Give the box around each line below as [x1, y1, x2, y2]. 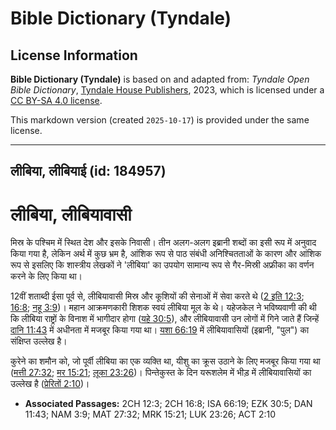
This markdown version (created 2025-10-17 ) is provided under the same [10, 114, 310, 126]
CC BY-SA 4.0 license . [10, 95, 103, 106]
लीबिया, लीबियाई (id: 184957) [10, 163, 167, 180]
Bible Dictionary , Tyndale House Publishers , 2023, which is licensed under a [10, 84, 325, 96]
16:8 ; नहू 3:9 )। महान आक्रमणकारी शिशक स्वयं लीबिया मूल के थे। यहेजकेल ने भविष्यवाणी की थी [10, 302, 317, 314]
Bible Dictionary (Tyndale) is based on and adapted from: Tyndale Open [10, 73, 310, 85]
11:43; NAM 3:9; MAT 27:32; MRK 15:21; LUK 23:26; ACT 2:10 [24, 408, 277, 421]
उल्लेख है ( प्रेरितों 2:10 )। [10, 378, 90, 390]
